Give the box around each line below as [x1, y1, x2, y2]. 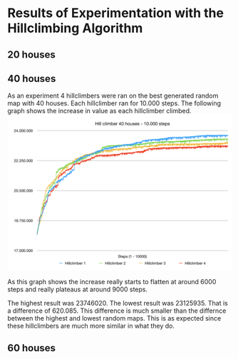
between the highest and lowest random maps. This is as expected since [7, 313, 222, 322]
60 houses [7, 342, 56, 354]
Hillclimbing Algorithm [7, 20, 143, 36]
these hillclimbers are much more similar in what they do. [7, 321, 175, 330]
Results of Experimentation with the [7, 5, 224, 21]
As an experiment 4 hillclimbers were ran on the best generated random [7, 91, 219, 100]
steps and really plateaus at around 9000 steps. [7, 285, 148, 293]
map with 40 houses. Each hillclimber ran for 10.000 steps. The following [7, 99, 222, 108]
